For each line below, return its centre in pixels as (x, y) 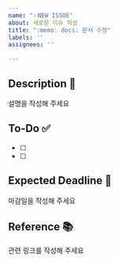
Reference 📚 (41, 226)
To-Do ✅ (29, 129)
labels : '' (26, 37)
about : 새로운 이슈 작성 (43, 23)
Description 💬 (42, 83)
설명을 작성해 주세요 (39, 103)
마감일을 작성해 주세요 (42, 201)
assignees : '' (31, 45)
